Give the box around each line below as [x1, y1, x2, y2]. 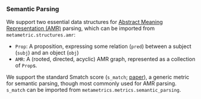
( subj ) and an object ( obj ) [14, 49, 80, 56]
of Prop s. [14, 62, 37, 69]
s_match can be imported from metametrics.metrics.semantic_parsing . [6, 86, 181, 94]
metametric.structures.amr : [6, 31, 76, 38]
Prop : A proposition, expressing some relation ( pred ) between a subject [14, 43, 191, 50]
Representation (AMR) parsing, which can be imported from [6, 25, 155, 32]
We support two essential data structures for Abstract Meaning [6, 19, 163, 26]
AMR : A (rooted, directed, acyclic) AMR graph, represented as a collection [14, 56, 196, 63]
